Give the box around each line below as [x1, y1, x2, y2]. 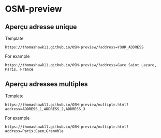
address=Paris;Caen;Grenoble [5, 128, 64, 134]
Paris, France [5, 67, 34, 72]
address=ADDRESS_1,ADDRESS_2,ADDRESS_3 [5, 107, 86, 111]
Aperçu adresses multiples [5, 80, 88, 88]
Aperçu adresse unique [5, 23, 77, 31]
